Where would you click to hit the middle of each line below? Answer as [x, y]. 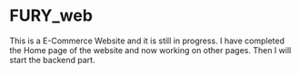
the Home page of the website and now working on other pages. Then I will [150, 50]
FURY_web [51, 16]
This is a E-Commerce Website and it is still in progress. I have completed [147, 41]
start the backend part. [52, 60]
